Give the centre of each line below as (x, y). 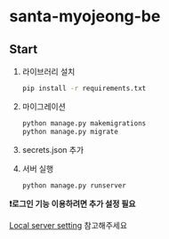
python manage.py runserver (74, 185)
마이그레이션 (44, 106)
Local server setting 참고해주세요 (68, 225)
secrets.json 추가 (53, 149)
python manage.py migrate (70, 131)
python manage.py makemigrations (84, 123)
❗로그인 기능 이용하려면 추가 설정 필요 (72, 203)
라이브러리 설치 (48, 72)
